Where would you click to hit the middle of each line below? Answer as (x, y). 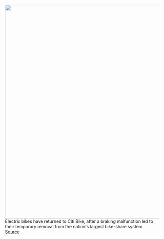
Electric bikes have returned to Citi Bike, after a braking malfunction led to (79, 221)
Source (12, 232)
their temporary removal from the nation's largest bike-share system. (74, 227)
